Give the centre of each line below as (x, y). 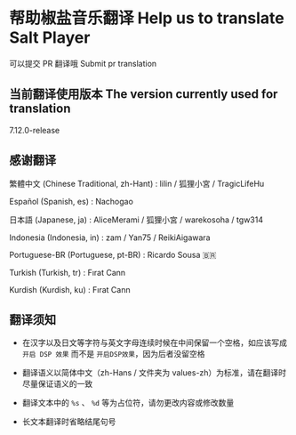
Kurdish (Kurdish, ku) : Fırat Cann (70, 289)
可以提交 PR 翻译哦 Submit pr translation (83, 63)
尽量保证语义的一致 (57, 384)
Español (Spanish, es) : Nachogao (71, 201)
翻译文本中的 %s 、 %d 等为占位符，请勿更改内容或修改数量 (128, 403)
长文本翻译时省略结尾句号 (69, 422)
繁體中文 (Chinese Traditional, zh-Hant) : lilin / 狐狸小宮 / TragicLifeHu (137, 183)
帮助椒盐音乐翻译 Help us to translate (147, 18)
